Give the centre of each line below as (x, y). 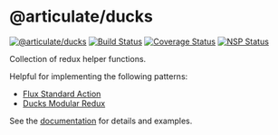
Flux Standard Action (62, 94)
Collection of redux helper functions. (78, 58)
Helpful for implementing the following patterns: (99, 76)
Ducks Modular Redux (64, 103)
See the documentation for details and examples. (101, 121)
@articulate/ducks (81, 17)
